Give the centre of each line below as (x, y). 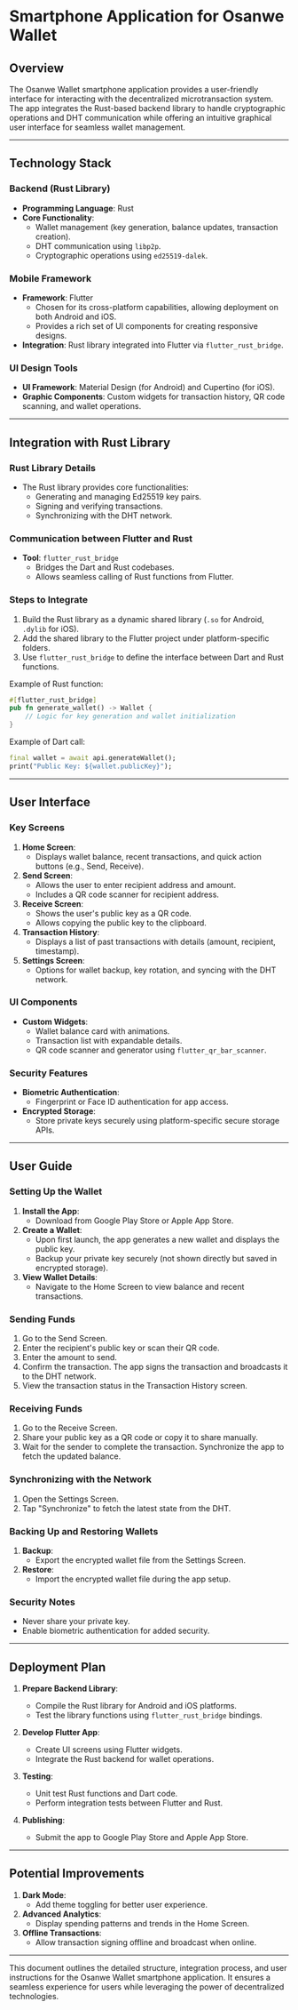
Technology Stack (60, 163)
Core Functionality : (58, 217)
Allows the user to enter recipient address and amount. (136, 885)
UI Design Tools (43, 368)
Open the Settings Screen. (70, 1499)
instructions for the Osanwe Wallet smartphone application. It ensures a (140, 1977)
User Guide (41, 1166)
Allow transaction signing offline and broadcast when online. (146, 1942)
